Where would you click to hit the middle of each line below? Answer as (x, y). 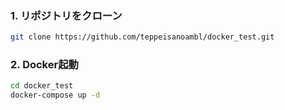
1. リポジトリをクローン (66, 15)
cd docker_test (42, 86)
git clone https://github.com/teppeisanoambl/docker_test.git (142, 37)
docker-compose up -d (55, 95)
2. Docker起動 (44, 65)
